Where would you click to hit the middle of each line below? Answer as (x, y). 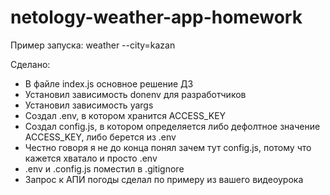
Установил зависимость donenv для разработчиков (135, 94)
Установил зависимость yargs (89, 105)
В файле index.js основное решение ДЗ (109, 83)
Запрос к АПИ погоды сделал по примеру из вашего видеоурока (164, 179)
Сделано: (30, 64)
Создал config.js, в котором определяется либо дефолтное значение (172, 126)
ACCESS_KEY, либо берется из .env (100, 137)
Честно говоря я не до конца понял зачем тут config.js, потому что (168, 147)
